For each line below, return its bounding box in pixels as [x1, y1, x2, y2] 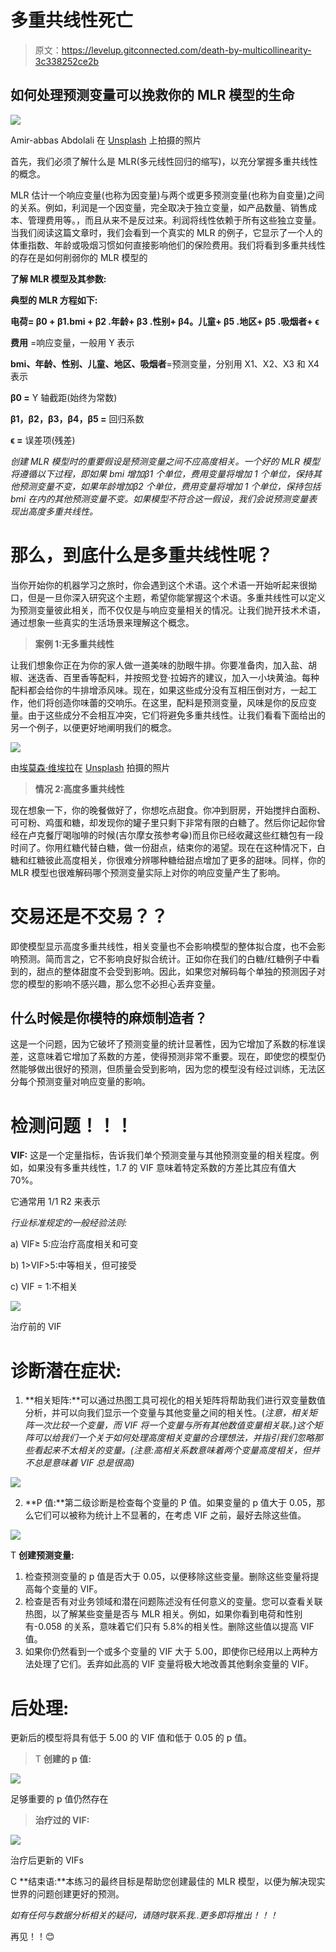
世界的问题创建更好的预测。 [10, 1888, 125, 1900]
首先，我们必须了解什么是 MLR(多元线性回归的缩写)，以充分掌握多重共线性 [10, 155, 318, 167]
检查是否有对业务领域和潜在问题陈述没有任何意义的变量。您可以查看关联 [24, 1596, 323, 1608]
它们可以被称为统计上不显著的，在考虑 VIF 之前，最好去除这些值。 [33, 1509, 307, 1521]
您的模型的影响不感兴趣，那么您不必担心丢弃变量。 [10, 977, 221, 990]
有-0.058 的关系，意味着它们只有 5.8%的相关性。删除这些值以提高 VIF [24, 1621, 315, 1633]
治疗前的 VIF [10, 1321, 62, 1333]
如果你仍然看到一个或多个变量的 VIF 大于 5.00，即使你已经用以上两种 [24, 1646, 310, 1658]
